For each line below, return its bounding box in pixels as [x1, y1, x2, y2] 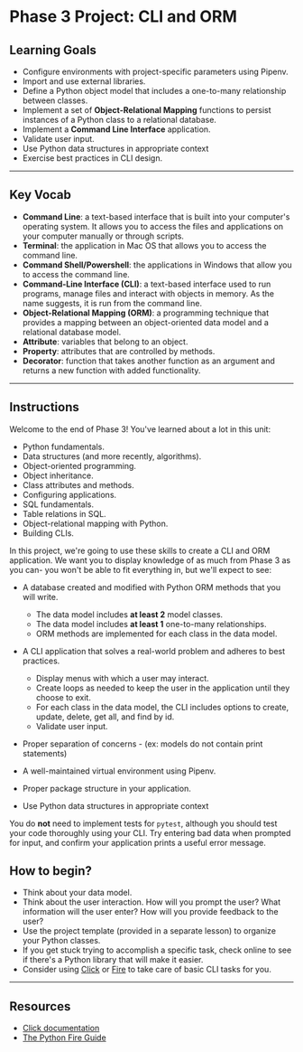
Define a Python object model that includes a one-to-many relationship [22, 86, 287, 96]
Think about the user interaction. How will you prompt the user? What [22, 897, 281, 907]
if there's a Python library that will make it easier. [22, 954, 204, 965]
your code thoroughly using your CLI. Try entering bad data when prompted [9, 827, 291, 838]
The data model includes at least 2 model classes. [35, 608, 224, 620]
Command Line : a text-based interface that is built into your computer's [22, 211, 290, 222]
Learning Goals [9, 42, 97, 58]
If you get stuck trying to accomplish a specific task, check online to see [22, 944, 292, 955]
